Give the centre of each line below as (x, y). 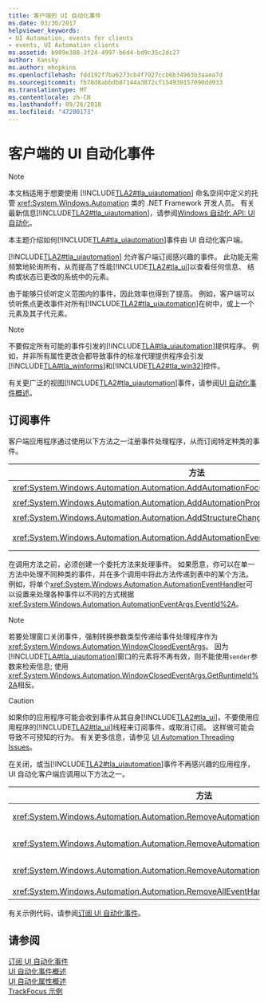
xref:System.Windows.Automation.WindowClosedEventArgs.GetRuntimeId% (134, 675)
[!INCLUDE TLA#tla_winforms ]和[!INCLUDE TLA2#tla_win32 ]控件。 (116, 366)
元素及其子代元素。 (40, 313)
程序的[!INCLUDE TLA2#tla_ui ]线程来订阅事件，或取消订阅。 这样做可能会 (135, 727)
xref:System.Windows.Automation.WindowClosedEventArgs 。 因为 (118, 646)
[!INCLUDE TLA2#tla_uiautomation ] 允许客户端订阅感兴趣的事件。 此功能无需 (134, 257)
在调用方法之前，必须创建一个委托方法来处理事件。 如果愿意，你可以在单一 (132, 564)
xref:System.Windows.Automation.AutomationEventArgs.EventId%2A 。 (126, 604)
